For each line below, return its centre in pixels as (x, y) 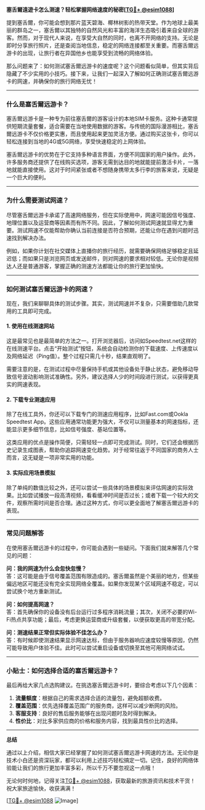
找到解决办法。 (30, 238)
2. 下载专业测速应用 (31, 400)
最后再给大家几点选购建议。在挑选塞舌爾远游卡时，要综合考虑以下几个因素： (103, 685)
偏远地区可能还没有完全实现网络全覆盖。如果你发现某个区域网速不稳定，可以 (103, 583)
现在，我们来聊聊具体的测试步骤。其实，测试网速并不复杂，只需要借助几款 (100, 303)
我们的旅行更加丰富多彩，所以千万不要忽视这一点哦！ (89, 768)
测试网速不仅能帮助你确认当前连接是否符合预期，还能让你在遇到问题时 (105, 230)
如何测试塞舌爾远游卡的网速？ (50, 289)
